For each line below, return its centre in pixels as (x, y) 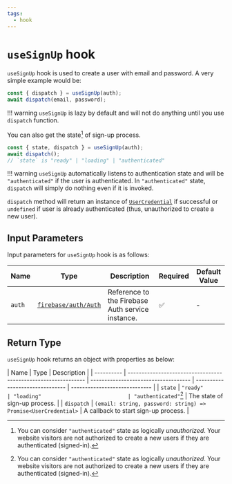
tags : (15, 13)
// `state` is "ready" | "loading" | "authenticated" (86, 160)
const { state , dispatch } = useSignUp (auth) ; (75, 147)
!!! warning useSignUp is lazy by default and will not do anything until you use (116, 113)
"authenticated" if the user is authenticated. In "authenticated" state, (106, 181)
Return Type (34, 343)
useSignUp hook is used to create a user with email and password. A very (110, 73)
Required (174, 276)
